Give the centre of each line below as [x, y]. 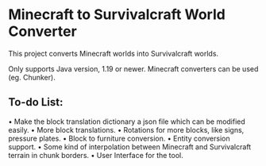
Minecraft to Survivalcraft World [117, 15]
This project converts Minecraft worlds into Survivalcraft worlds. [114, 53]
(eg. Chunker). [32, 77]
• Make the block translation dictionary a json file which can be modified [127, 122]
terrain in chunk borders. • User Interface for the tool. [96, 155]
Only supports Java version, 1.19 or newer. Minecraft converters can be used [133, 68]
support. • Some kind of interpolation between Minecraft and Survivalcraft [130, 147]
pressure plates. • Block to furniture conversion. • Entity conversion [119, 138]
